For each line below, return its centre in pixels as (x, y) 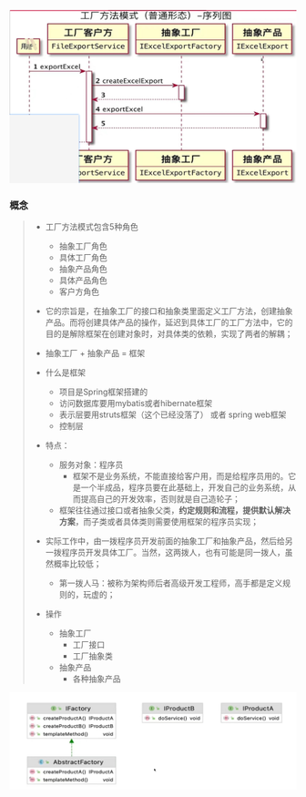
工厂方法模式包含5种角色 (92, 226)
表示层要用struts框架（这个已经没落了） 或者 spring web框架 (173, 414)
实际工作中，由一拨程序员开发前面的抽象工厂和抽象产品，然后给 (165, 541)
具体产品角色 (83, 280)
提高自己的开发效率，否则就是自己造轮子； (161, 498)
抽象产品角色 (83, 269)
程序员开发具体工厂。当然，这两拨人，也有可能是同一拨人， (173, 552)
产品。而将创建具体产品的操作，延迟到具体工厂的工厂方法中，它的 (169, 322)
